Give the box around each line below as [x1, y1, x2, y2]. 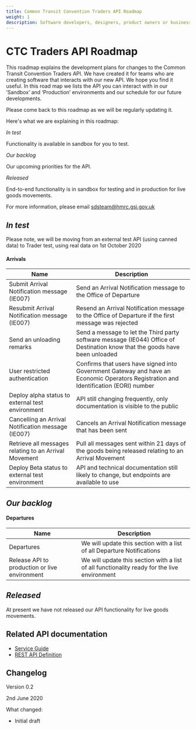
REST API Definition [14, 651, 62, 658]
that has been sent [76, 427, 127, 435]
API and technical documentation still [76, 463, 178, 472]
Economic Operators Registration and [76, 374, 179, 383]
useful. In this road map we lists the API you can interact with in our [6, 82, 168, 90]
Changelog [6, 668, 47, 678]
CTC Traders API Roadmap [6, 44, 138, 58]
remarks [9, 343, 32, 351]
